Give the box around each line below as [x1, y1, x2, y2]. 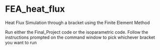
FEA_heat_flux [5, 3, 65, 15]
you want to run [5, 39, 37, 45]
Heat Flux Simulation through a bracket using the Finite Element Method [5, 20, 150, 25]
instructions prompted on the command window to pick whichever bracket [5, 34, 155, 40]
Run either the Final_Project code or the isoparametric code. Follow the [5, 29, 148, 35]
